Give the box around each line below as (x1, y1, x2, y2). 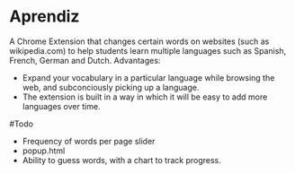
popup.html (22, 145, 66, 156)
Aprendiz (9, 6, 80, 27)
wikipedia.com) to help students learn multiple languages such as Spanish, (9, 45, 287, 56)
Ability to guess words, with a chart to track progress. (22, 154, 222, 165)
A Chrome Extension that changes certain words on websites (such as (9, 36, 270, 47)
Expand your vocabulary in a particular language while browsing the (22, 72, 275, 83)
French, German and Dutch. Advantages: (9, 55, 161, 65)
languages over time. (22, 100, 101, 111)
